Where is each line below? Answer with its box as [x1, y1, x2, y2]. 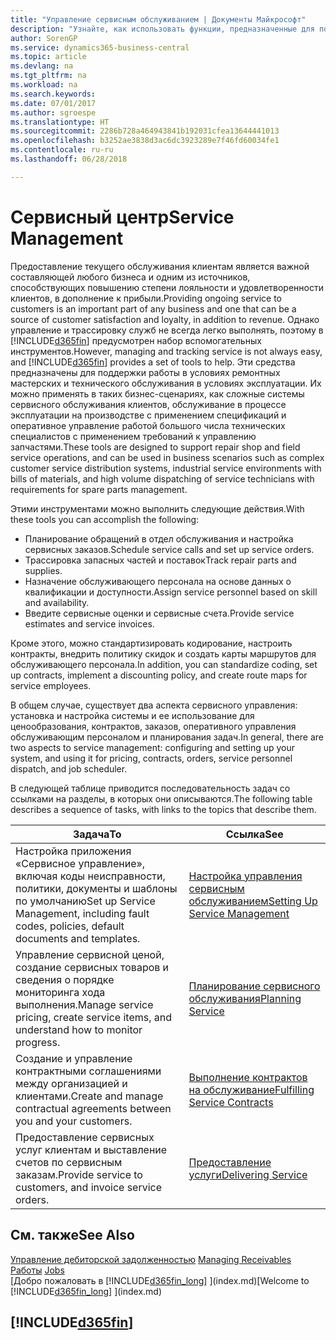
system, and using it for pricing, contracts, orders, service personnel [10, 752, 293, 764]
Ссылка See [225, 827, 284, 841]
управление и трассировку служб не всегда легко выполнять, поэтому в [10, 324, 324, 336]
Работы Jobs [10, 1264, 65, 1276]
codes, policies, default [15, 919, 125, 933]
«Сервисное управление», [15, 856, 146, 870]
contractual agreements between [15, 1101, 172, 1115]
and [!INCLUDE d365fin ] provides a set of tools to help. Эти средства [10, 356, 296, 368]
